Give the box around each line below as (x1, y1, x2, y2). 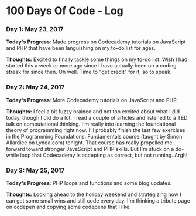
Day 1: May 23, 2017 (6, 25, 64, 33)
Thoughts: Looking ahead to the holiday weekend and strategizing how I (6, 191, 181, 198)
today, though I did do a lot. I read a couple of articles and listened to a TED (6, 114, 188, 121)
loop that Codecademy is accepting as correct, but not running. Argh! (20, 151, 188, 158)
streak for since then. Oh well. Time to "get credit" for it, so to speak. (6, 69, 172, 76)
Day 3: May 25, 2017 (6, 166, 65, 174)
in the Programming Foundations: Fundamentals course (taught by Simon (6, 133, 183, 140)
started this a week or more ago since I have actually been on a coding (6, 62, 177, 69)
